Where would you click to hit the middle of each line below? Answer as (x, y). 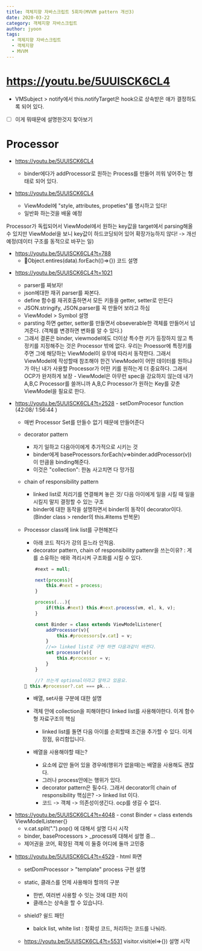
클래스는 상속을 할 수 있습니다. (68, 903)
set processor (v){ (69, 653)
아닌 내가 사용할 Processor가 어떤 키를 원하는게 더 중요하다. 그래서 (109, 368)
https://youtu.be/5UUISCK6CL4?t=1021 (64, 273)
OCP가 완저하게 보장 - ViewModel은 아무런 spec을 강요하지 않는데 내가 (109, 376)
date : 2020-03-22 (28, 18)
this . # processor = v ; (84, 658)
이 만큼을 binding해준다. (62, 462)
